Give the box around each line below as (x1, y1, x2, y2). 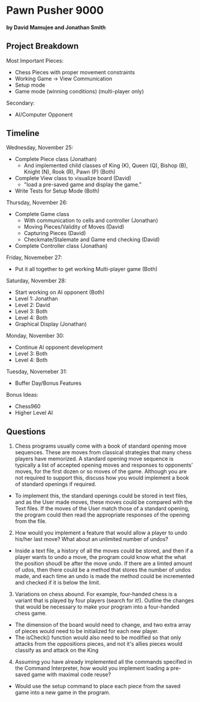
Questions (6, 426, 46, 437)
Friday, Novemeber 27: (6, 254, 62, 261)
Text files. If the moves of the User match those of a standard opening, (14, 505, 190, 512)
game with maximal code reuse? (31, 671, 111, 678)
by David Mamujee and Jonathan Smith (6, 23, 106, 31)
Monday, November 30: (6, 332, 65, 339)
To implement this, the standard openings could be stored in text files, (14, 492, 187, 500)
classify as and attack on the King (14, 647, 99, 654)
